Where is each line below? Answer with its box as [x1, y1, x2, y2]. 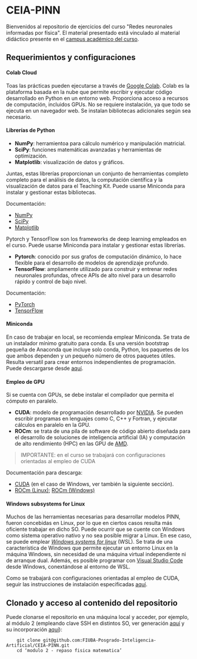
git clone [16, 637, 41, 644]
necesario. [6, 113, 32, 121]
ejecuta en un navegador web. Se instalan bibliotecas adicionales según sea [6, 107, 191, 114]
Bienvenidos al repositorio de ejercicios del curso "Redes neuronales [6, 23, 173, 30]
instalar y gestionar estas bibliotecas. [6, 189, 96, 196]
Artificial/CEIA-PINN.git [6, 643, 69, 648]
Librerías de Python [6, 127, 55, 134]
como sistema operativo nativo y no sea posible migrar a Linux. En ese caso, [6, 532, 192, 539]
